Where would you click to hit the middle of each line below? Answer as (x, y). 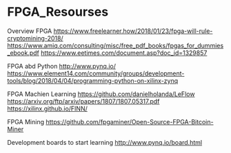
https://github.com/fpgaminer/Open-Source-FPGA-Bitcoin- (130, 121)
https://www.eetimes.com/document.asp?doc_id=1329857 (124, 53)
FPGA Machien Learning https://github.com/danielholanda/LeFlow (101, 94)
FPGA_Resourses (58, 12)
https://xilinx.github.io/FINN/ (47, 108)
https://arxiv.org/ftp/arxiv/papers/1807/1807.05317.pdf (83, 101)
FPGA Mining (26, 121)
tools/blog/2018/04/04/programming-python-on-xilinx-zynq (93, 80)
